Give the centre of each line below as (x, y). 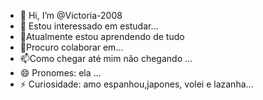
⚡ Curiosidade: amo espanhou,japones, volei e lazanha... (136, 84)
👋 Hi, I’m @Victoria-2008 (71, 15)
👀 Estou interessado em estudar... (89, 26)
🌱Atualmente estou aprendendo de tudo (102, 36)
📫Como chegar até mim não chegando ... (106, 58)
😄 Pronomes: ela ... (60, 73)
